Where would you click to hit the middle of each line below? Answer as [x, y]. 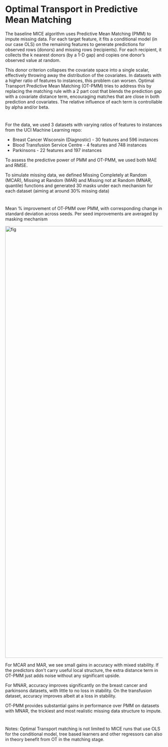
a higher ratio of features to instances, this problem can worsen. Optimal [80, 80]
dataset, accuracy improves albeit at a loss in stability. [61, 696]
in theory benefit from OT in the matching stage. [55, 739]
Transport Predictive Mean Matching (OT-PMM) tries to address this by [78, 85]
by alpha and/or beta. [27, 107]
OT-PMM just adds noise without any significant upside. [63, 675]
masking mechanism [26, 219]
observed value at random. [33, 60]
